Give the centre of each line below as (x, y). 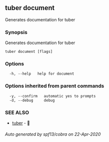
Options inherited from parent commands (55, 86)
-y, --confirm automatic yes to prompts (53, 96)
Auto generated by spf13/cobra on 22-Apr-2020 (53, 134)
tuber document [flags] (29, 52)
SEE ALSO (17, 112)
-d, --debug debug (32, 100)
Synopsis (16, 32)
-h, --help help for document (42, 74)
